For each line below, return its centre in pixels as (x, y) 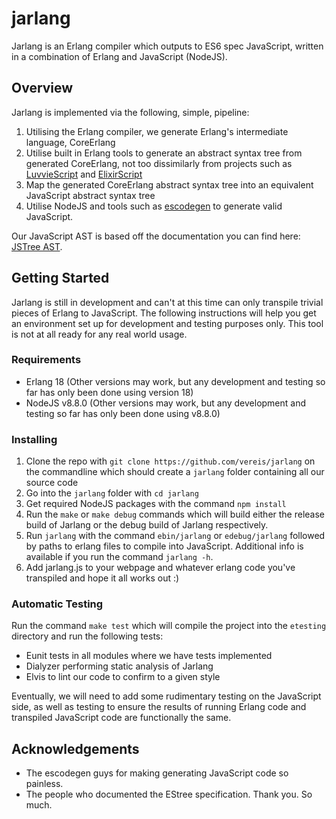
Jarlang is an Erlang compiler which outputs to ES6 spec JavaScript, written (167, 46)
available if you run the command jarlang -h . (119, 557)
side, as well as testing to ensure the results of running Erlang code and (159, 707)
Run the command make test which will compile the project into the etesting (169, 626)
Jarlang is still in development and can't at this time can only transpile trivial (167, 302)
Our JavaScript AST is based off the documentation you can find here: (156, 236)
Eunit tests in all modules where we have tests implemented (149, 656)
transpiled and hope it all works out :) (102, 578)
